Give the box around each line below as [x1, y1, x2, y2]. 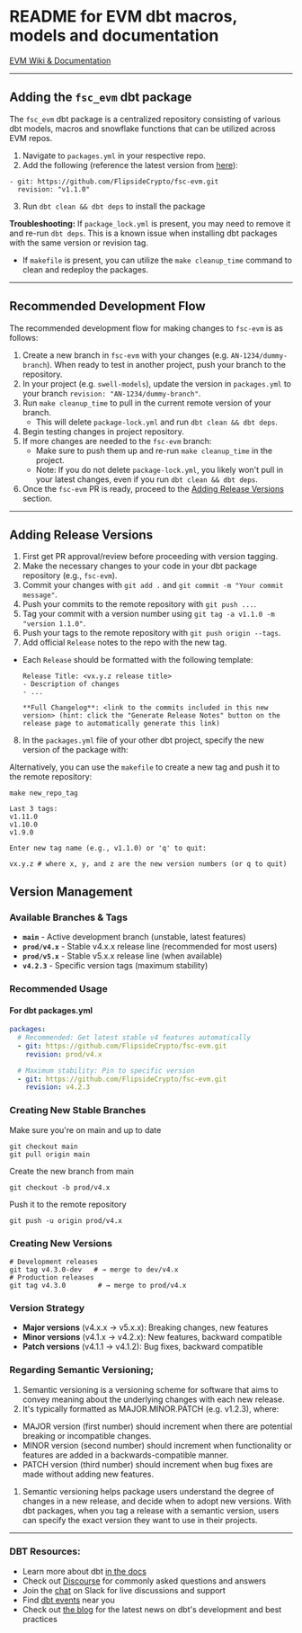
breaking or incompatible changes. [22, 1430, 152, 1441]
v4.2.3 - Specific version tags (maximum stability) [22, 960, 209, 971]
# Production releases [9, 1272, 94, 1282]
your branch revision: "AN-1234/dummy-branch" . [22, 388, 201, 398]
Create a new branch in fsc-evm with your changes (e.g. [22, 349, 229, 361]
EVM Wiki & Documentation [9, 55, 111, 66]
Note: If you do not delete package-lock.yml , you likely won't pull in [35, 464, 284, 475]
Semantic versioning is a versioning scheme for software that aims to [22, 1384, 279, 1395]
